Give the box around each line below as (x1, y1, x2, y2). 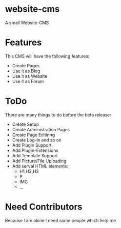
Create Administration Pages (12, 126, 70, 132)
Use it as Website (12, 73, 48, 79)
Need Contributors (5, 201, 82, 212)
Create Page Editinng (12, 132, 55, 138)
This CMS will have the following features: (5, 53, 90, 59)
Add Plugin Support (12, 142, 52, 148)
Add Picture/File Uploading (12, 158, 67, 164)
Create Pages (12, 62, 40, 68)
